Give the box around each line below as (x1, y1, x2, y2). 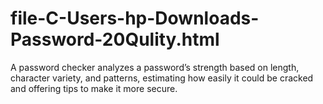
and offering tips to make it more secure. (10, 82, 178, 94)
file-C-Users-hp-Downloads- (10, 7, 260, 30)
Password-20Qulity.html (10, 28, 220, 51)
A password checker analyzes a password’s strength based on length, (10, 61, 300, 73)
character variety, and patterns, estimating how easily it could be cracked (10, 72, 314, 84)
